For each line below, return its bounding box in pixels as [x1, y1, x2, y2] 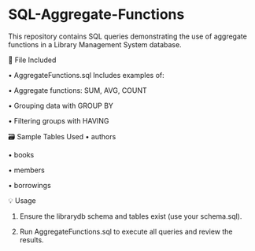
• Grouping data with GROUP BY [8, 101, 114, 110]
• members [8, 165, 45, 175]
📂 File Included [8, 55, 57, 65]
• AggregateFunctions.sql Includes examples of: [8, 70, 165, 79]
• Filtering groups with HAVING [8, 116, 109, 125]
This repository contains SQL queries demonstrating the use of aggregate [8, 31, 248, 41]
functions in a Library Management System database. [8, 39, 183, 49]
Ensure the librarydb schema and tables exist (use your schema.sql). [19, 211, 242, 221]
